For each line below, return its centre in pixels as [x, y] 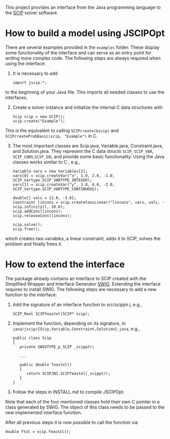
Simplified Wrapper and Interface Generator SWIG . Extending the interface [83, 284]
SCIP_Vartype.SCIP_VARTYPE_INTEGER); [52, 180]
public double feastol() [46, 365]
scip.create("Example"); [39, 121]
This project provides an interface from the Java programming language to [83, 7]
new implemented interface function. [44, 412]
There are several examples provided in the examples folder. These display [82, 47]
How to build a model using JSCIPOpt [85, 33]
